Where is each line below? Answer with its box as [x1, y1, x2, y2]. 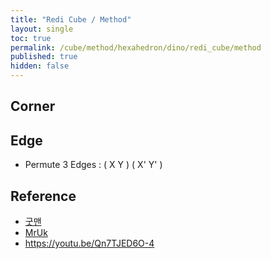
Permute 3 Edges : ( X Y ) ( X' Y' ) [24, 159, 163, 171]
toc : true [10, 33, 52, 43]
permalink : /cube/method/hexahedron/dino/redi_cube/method [10, 42, 262, 53]
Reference [10, 187, 77, 205]
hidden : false [10, 61, 70, 71]
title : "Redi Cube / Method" [10, 14, 132, 25]
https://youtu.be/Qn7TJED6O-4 [24, 237, 155, 250]
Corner [10, 98, 56, 115]
